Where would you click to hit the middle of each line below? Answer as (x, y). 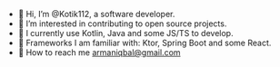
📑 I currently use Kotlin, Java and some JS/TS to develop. (125, 33)
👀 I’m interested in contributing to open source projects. (122, 24)
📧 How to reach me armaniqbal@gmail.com (99, 53)
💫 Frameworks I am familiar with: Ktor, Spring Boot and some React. (145, 43)
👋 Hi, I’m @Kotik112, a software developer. (96, 14)
